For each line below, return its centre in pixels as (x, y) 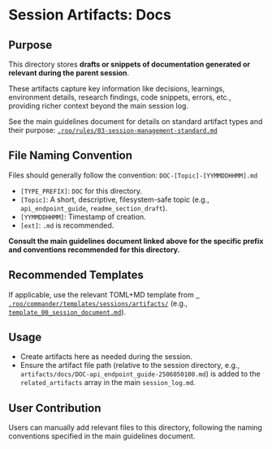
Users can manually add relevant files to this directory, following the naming (135, 428)
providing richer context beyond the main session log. (99, 106)
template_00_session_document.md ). (67, 312)
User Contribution (55, 408)
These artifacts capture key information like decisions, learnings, (117, 88)
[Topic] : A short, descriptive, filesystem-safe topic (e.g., (114, 199)
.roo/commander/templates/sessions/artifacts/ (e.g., (98, 303)
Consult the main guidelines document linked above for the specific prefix (136, 241)
